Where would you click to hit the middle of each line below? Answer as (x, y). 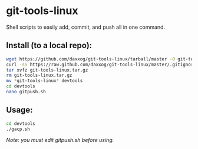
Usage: (20, 110)
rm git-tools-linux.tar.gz (39, 75)
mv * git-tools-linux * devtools (44, 81)
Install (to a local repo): (49, 45)
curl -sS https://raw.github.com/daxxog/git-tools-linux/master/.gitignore (101, 65)
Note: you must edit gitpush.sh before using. (60, 140)
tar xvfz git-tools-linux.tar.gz (47, 70)
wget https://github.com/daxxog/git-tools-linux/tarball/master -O (91, 59)
